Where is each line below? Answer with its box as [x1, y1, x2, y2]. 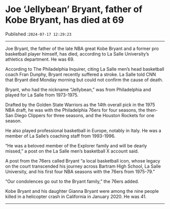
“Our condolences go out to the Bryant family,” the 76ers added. [5, 178, 139, 184]
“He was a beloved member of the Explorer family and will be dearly [5, 142, 147, 148]
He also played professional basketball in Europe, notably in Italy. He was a [5, 127, 161, 133]
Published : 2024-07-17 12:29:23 [5, 31, 72, 37]
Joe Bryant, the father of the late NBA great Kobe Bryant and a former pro [5, 45, 159, 51]
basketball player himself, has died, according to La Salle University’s [5, 50, 149, 57]
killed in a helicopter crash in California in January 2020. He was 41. [5, 193, 147, 199]
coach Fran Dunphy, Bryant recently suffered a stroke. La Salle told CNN [5, 71, 156, 77]
